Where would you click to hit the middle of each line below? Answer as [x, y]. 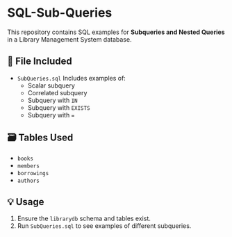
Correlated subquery [57, 92]
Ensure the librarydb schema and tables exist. [84, 219]
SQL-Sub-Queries [60, 13]
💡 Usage [26, 202]
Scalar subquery [51, 85]
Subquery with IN [52, 100]
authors [28, 181]
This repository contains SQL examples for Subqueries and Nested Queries [116, 32]
